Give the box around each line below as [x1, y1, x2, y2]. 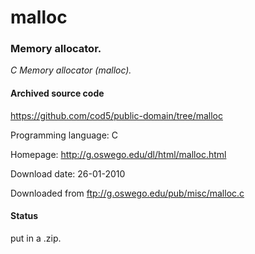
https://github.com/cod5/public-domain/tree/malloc [10, 109, 223, 121]
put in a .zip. [10, 232, 62, 244]
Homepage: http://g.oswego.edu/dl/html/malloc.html [10, 148, 227, 160]
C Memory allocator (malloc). [10, 64, 132, 76]
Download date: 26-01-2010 [10, 167, 126, 180]
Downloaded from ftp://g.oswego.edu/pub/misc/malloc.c [10, 187, 245, 199]
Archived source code [10, 87, 105, 100]
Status [10, 210, 39, 222]
